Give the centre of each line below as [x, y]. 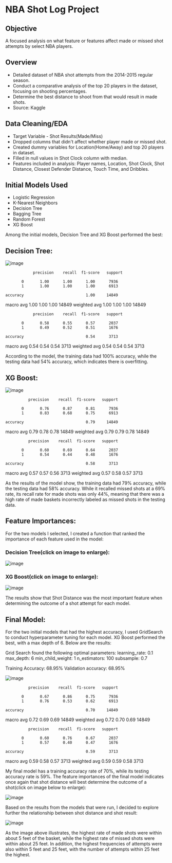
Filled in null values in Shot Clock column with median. [70, 158]
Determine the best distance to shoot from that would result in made [85, 97]
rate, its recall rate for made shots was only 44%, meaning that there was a [85, 494]
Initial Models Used [37, 185]
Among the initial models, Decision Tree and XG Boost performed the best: [84, 235]
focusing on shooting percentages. [50, 91]
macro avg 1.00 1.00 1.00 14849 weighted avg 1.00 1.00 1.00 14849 [76, 305]
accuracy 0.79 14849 [62, 422]
